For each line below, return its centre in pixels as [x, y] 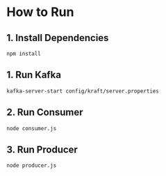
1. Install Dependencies [58, 38]
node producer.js [32, 166]
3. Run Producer [42, 150]
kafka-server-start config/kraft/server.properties [83, 91]
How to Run [40, 12]
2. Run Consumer [45, 112]
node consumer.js [32, 128]
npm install [24, 54]
